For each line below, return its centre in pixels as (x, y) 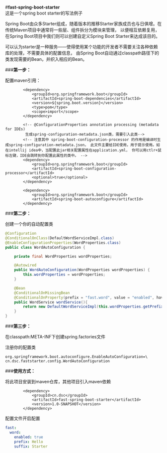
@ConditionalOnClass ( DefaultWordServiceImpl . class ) (60, 238)
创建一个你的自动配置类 (29, 224)
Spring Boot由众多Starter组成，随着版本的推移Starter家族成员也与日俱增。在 (83, 24)
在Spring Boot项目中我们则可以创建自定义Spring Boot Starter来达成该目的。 (83, 36)
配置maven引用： (23, 80)
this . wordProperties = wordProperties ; (64, 275)
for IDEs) (15, 129)
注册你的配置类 (20, 347)
